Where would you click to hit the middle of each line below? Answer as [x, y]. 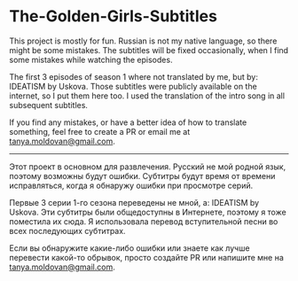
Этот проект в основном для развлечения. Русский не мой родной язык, [148, 167]
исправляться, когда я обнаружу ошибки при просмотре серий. [131, 185]
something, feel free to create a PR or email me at [100, 131]
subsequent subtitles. [49, 105]
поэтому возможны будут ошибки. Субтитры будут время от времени [142, 176]
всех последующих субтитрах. [67, 230]
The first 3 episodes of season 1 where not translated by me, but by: [134, 76]
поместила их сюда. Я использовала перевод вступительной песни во [144, 221]
